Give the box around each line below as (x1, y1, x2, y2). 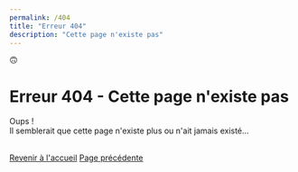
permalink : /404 (9, 13, 70, 23)
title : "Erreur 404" (9, 22, 88, 31)
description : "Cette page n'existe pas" (9, 30, 164, 39)
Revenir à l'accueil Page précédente (9, 152, 144, 163)
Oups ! (9, 116, 34, 127)
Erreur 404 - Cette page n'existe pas (9, 86, 289, 106)
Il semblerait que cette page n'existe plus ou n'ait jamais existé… (9, 125, 250, 136)
